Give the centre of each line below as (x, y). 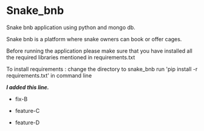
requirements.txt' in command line (49, 75)
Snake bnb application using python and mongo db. (71, 27)
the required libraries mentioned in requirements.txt (71, 57)
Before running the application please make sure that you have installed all (99, 51)
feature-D (27, 123)
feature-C (27, 110)
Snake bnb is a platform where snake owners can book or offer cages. (94, 39)
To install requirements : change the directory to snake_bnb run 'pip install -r (102, 69)
